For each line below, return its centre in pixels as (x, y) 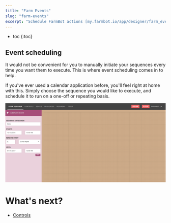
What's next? (34, 201)
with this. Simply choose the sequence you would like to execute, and (78, 91)
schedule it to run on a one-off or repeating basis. (58, 96)
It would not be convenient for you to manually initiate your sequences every (85, 65)
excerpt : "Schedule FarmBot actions (44, 21)
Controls (22, 215)
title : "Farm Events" (28, 11)
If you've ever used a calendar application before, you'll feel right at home (83, 85)
